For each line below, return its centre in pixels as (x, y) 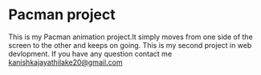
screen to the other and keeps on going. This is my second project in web (130, 45)
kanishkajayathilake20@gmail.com (65, 62)
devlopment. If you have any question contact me (90, 53)
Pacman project (62, 15)
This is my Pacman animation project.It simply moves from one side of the (130, 37)
